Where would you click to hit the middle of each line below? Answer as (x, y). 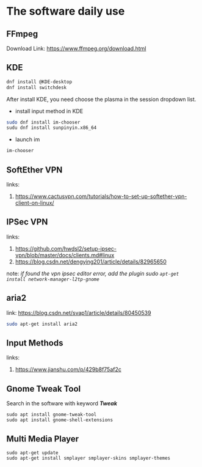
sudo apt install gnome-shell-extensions (60, 420)
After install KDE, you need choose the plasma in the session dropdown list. (101, 99)
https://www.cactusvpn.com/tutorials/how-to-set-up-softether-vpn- (101, 196)
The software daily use (66, 11)
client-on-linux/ (34, 203)
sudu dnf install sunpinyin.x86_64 (52, 128)
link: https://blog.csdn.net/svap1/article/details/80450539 (79, 312)
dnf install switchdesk (37, 87)
